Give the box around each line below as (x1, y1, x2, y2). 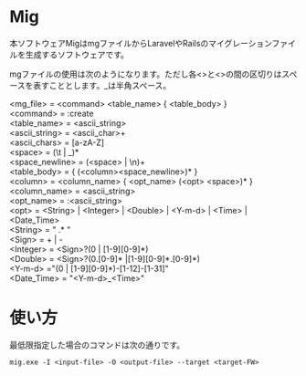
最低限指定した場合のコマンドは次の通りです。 (9, 339, 185, 350)
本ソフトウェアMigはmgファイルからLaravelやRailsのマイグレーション (9, 37, 272, 48)
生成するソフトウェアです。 (25, 48, 130, 60)
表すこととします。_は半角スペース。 (33, 79, 172, 90)
